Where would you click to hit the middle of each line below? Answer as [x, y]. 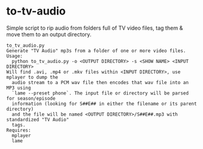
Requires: [19, 130]
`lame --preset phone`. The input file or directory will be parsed [100, 93]
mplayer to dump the [33, 77]
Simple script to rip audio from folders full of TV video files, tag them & [95, 28]
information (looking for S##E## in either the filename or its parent [105, 104]
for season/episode [31, 98]
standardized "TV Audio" [38, 119]
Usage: [15, 56]
